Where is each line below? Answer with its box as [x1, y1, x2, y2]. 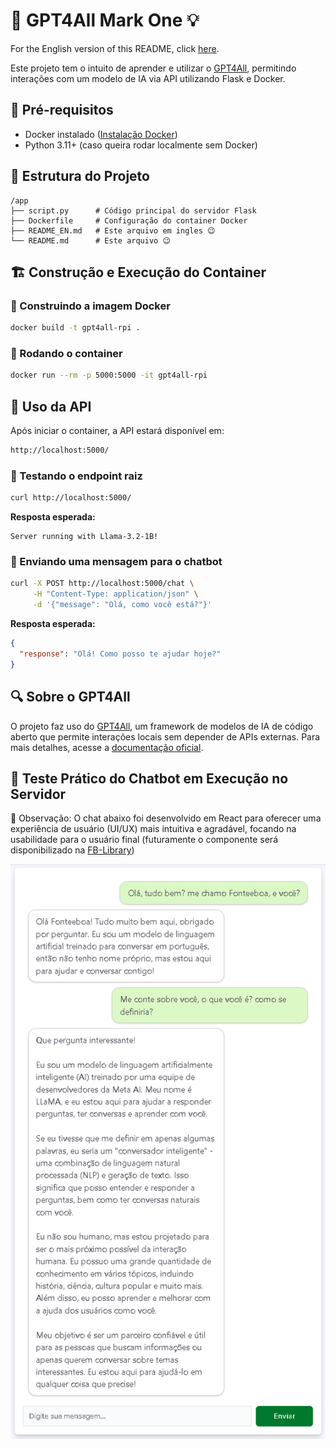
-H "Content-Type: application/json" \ [32, 589, 199, 599]
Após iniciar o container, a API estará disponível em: [10, 425, 225, 437]
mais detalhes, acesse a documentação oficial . [10, 741, 204, 753]
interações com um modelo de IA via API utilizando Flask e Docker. [10, 72, 286, 84]
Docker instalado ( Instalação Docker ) [24, 128, 178, 140]
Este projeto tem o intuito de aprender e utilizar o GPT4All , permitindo [10, 62, 297, 74]
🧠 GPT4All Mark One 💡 [10, 9, 200, 32]
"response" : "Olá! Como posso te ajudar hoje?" [19, 649, 222, 659]
